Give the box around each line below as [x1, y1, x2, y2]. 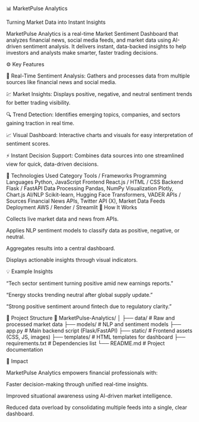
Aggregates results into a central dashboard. [6, 245, 116, 252]
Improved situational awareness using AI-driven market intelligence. [6, 392, 173, 399]
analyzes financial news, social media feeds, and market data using [6, 36, 171, 44]
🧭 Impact [6, 358, 29, 365]
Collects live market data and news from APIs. [6, 215, 119, 222]
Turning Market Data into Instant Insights [6, 18, 106, 26]
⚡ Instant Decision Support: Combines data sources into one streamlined [6, 152, 184, 159]
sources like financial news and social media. [6, 79, 117, 85]
